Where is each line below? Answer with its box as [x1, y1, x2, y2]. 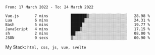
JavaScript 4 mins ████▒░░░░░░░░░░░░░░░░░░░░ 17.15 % [5, 26, 150, 31]
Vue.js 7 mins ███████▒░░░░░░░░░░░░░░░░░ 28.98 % [5, 13, 150, 18]
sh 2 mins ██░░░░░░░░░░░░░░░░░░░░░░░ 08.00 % [5, 31, 150, 36]
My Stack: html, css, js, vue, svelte [5, 44, 86, 50]
